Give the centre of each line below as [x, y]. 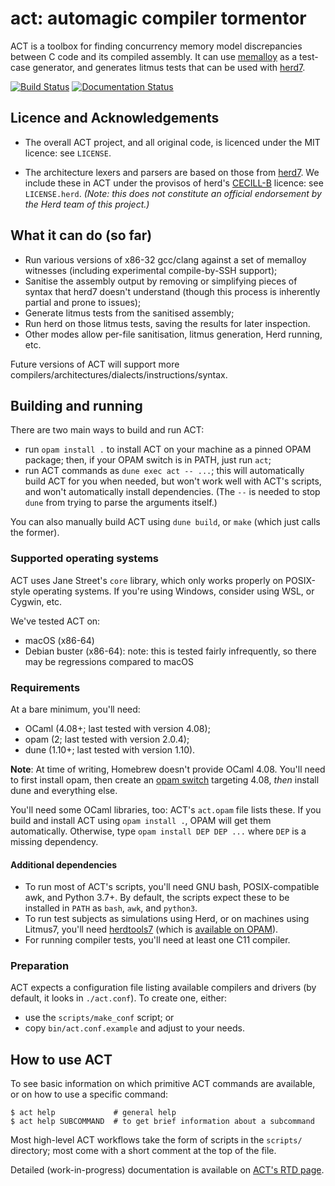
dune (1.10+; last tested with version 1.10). [110, 749]
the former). [35, 533]
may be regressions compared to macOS [109, 661]
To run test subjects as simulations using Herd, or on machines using [167, 919]
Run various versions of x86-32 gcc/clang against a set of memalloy [165, 259]
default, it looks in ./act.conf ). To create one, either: [119, 998]
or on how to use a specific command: [89, 1094]
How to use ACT [61, 1059]
